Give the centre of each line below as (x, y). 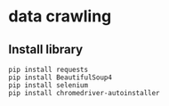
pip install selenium (48, 86)
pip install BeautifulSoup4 (60, 77)
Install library (46, 49)
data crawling (60, 16)
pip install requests (48, 69)
